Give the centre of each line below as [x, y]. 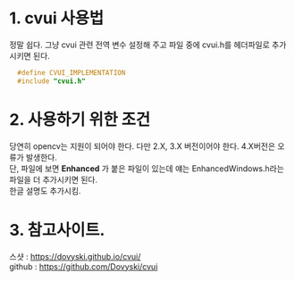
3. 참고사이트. [57, 230]
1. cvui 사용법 [57, 18]
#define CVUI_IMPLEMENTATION [72, 72]
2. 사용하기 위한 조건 [80, 119]
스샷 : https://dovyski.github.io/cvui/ [75, 256]
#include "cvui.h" [52, 81]
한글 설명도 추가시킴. [45, 190]
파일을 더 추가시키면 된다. [54, 179]
